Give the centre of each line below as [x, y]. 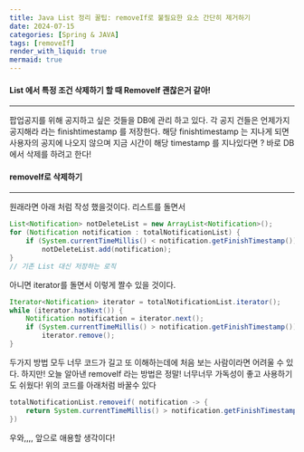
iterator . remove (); [79, 336]
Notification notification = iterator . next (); [115, 319]
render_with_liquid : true [58, 52]
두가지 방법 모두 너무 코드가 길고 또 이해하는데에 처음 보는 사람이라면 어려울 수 [147, 362]
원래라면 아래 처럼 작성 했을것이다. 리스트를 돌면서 [98, 207]
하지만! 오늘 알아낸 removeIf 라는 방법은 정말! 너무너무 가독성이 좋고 [141, 373]
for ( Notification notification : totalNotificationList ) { [125, 233]
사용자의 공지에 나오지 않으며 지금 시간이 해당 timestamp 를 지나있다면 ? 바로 [146, 143]
